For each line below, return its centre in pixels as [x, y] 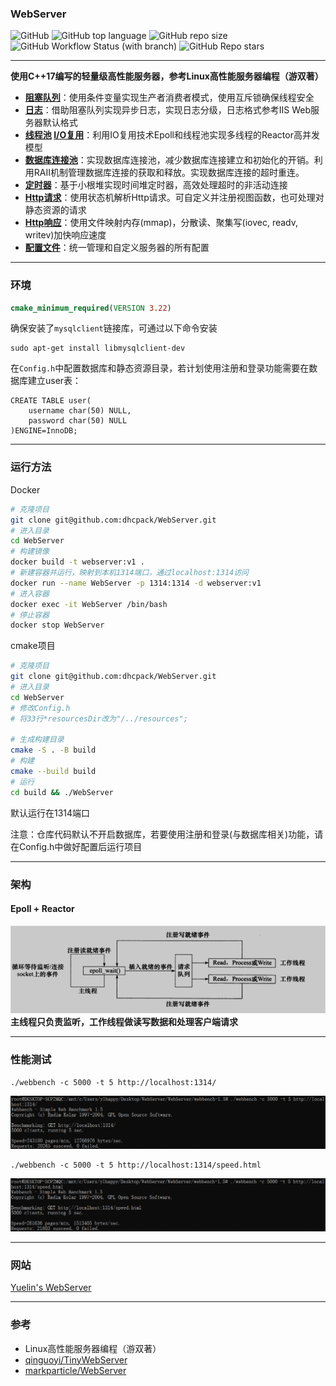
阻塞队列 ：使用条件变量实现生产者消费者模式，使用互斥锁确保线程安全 [169, 98]
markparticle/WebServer [75, 1370]
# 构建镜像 [30, 552]
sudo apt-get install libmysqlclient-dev [98, 348]
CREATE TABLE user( [51, 401]
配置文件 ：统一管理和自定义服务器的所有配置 [117, 248]
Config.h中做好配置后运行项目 [80, 846]
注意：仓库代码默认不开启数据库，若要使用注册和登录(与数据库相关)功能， [162, 834]
